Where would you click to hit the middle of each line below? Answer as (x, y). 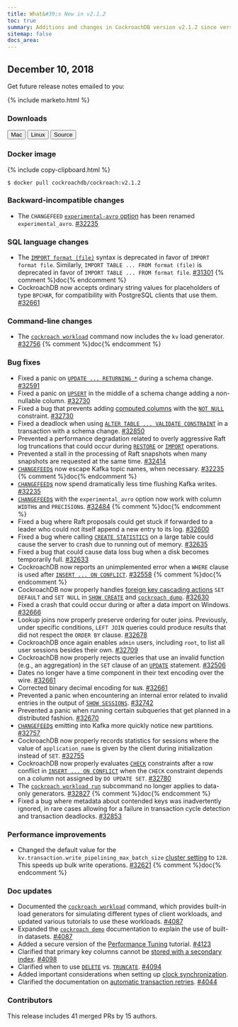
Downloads (27, 118)
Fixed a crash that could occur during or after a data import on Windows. (124, 604)
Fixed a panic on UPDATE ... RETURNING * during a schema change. (115, 378)
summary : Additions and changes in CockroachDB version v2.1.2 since (112, 27)
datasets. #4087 (49, 937)
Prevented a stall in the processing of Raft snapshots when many (112, 453)
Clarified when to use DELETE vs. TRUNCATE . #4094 (89, 967)
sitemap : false (30, 34)
